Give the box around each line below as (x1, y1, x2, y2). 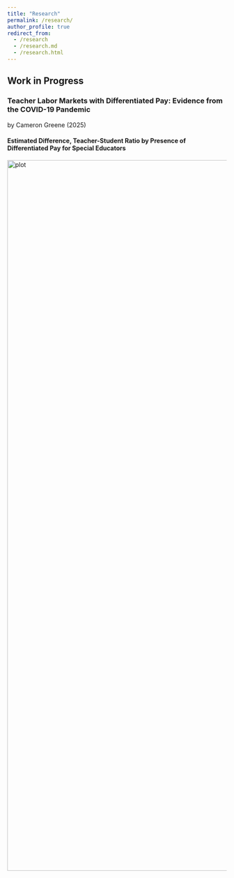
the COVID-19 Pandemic (7, 105, 91, 115)
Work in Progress (7, 75, 84, 87)
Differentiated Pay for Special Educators (7, 144, 127, 152)
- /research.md (13, 43, 58, 50)
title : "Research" (7, 10, 61, 17)
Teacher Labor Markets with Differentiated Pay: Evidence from (7, 96, 223, 105)
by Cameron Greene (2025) (7, 120, 86, 129)
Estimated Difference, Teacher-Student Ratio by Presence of (7, 137, 187, 145)
